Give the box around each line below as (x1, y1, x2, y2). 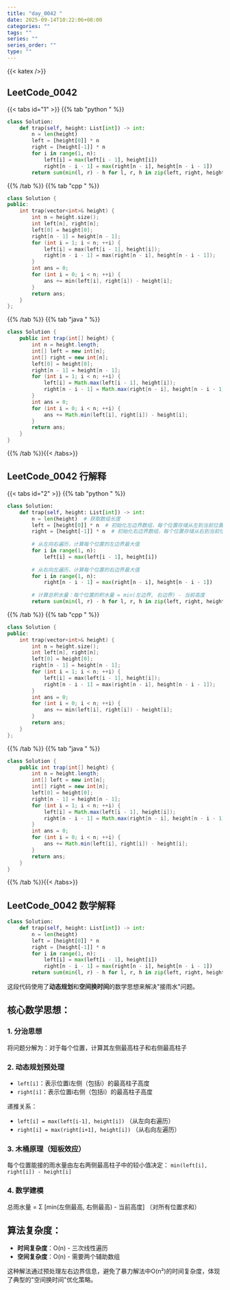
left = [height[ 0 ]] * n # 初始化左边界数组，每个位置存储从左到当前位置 (31, 522, 224, 529)
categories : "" (7, 23, 51, 29)
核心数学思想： (7, 1004, 71, 1016)
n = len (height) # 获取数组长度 (31, 515, 121, 522)
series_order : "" (7, 42, 57, 49)
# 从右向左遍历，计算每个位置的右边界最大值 (31, 566, 140, 573)
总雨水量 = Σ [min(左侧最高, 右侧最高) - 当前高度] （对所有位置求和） (7, 1202, 201, 1211)
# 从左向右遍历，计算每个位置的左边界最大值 (31, 541, 140, 548)
